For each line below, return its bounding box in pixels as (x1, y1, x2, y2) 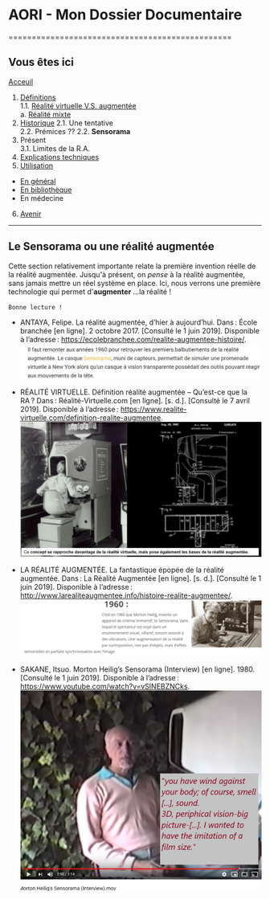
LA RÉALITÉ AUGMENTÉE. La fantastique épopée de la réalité (19, 565, 225, 575)
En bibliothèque (19, 185, 72, 194)
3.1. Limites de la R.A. (19, 143, 91, 153)
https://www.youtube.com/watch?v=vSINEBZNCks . (19, 681, 190, 691)
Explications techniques (19, 152, 100, 161)
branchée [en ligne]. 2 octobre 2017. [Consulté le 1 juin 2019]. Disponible (19, 325, 260, 335)
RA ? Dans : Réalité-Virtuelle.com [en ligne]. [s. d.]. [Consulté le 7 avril (19, 396, 251, 406)
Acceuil (8, 76, 34, 86)
